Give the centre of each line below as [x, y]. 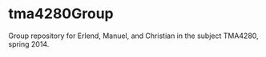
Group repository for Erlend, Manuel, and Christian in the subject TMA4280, [133, 36]
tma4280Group [61, 14]
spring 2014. [29, 44]
